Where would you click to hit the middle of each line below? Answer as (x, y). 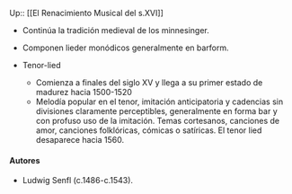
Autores (25, 160)
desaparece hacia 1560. (80, 140)
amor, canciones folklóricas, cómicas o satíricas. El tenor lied (149, 130)
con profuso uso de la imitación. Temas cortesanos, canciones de (158, 121)
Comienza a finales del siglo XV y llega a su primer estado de (149, 83)
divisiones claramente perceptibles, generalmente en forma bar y (157, 111)
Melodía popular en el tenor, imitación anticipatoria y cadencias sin (159, 101)
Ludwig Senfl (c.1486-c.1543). (77, 181)
